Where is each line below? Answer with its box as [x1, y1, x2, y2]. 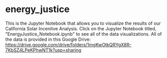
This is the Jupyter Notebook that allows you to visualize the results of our [5, 20, 161, 26]
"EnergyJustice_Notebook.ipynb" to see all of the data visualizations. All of [5, 31, 162, 37]
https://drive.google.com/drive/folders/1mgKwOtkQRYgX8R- [5, 41, 132, 47]
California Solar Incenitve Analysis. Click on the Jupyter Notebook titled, [5, 25, 157, 31]
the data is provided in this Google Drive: [5, 36, 91, 42]
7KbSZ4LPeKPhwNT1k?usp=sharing [5, 47, 81, 53]
